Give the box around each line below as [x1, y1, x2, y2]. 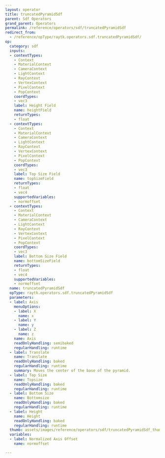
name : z [18, 332, 34, 337]
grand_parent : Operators [5, 21, 56, 26]
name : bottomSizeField [14, 258, 60, 263]
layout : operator [5, 7, 41, 12]
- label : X [14, 309, 36, 314]
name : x [18, 313, 34, 318]
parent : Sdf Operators [5, 16, 52, 21]
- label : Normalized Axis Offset [9, 437, 78, 442]
